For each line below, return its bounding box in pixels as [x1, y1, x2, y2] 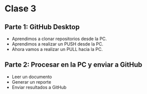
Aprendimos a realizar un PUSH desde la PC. [11, 41, 103, 47]
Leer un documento [11, 74, 52, 80]
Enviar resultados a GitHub [11, 84, 67, 90]
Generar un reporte [11, 79, 51, 85]
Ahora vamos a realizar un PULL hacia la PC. [11, 47, 103, 52]
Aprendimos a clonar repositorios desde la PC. [11, 36, 107, 42]
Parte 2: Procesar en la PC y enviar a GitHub [4, 60, 143, 69]
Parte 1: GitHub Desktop [4, 23, 80, 31]
